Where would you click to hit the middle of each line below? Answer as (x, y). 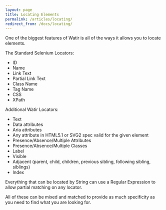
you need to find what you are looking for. (48, 202)
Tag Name (23, 89)
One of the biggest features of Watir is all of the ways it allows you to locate (83, 38)
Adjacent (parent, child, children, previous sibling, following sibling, (81, 162)
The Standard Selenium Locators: (39, 53)
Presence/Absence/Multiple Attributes (52, 140)
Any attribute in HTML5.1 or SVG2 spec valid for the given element (80, 135)
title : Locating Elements (32, 14)
